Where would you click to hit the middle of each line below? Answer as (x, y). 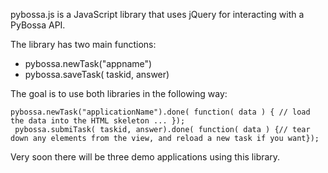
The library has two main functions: (83, 44)
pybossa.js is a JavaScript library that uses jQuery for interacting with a (157, 14)
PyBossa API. (38, 25)
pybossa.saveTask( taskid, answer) (97, 74)
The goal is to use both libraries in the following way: (119, 93)
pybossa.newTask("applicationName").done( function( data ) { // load (160, 112)
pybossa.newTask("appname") (88, 63)
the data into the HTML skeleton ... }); (98, 121)
